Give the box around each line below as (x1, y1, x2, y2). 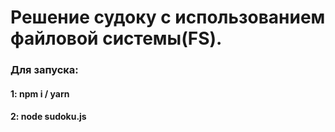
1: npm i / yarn (10, 87, 70, 100)
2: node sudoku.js (10, 111, 87, 123)
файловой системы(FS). (10, 27, 223, 50)
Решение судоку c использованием (10, 6, 326, 29)
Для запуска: (10, 63, 79, 77)
